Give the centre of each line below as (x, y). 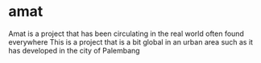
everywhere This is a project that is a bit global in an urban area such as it (131, 41)
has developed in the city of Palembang (74, 50)
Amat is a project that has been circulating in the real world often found (126, 33)
